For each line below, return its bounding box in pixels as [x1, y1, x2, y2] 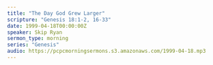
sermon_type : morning [7, 35, 69, 42]
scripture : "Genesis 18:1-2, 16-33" [7, 16, 111, 23]
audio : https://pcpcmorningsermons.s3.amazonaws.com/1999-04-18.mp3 [7, 48, 206, 55]
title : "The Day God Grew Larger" [7, 9, 106, 17]
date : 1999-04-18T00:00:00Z [7, 22, 87, 29]
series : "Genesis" [7, 41, 59, 48]
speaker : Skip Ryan [7, 28, 63, 36]
